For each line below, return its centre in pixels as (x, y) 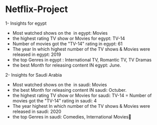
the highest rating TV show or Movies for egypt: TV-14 (69, 38)
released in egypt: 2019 (37, 54)
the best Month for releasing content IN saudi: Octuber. (69, 90)
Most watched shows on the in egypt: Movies (60, 33)
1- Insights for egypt (26, 23)
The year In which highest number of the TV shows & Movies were (81, 49)
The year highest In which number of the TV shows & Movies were (81, 106)
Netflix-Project (37, 9)
